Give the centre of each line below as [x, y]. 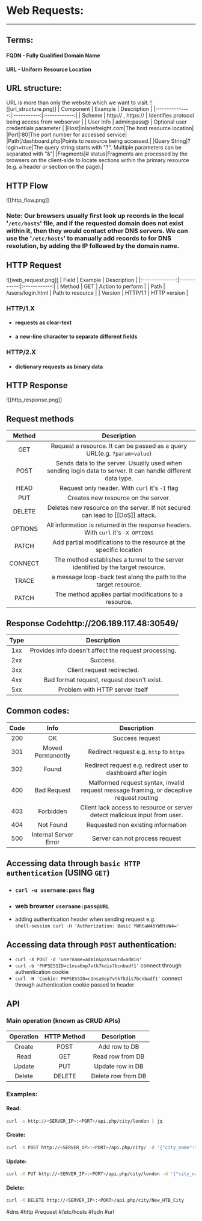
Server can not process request [136, 838]
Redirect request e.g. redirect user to [136, 765]
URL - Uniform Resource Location [49, 69]
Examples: [22, 1094]
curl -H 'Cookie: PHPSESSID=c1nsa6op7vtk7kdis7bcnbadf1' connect [98, 978]
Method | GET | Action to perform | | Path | [112, 286]
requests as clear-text [43, 322]
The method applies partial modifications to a [119, 594]
